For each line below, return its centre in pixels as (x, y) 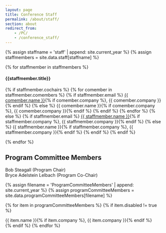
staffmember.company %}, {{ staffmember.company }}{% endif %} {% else (83, 122)
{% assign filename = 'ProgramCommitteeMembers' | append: (69, 185)
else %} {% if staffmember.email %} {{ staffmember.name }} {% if (73, 116)
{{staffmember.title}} (28, 79)
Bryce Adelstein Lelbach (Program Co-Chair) (51, 175)
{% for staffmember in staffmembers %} (47, 67)
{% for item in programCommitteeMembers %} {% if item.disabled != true (81, 205)
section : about (21, 24)
